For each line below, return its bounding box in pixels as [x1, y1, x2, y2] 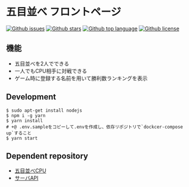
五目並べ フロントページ [6, 5, 122, 19]
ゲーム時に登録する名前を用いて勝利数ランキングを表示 [14, 74, 148, 82]
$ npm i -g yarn [6, 112, 46, 119]
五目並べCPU [14, 167, 47, 174]
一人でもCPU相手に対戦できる [14, 67, 88, 74]
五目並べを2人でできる [14, 60, 70, 67]
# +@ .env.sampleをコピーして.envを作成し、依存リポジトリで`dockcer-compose [6, 124, 183, 130]
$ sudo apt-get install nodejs [6, 108, 83, 113]
